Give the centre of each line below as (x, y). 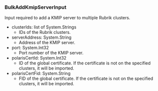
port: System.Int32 (30, 48)
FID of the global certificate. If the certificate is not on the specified (86, 78)
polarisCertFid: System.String (41, 74)
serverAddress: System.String (41, 37)
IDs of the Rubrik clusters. (45, 32)
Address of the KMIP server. (47, 43)
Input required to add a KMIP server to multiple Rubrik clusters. (67, 18)
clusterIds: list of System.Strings (44, 27)
